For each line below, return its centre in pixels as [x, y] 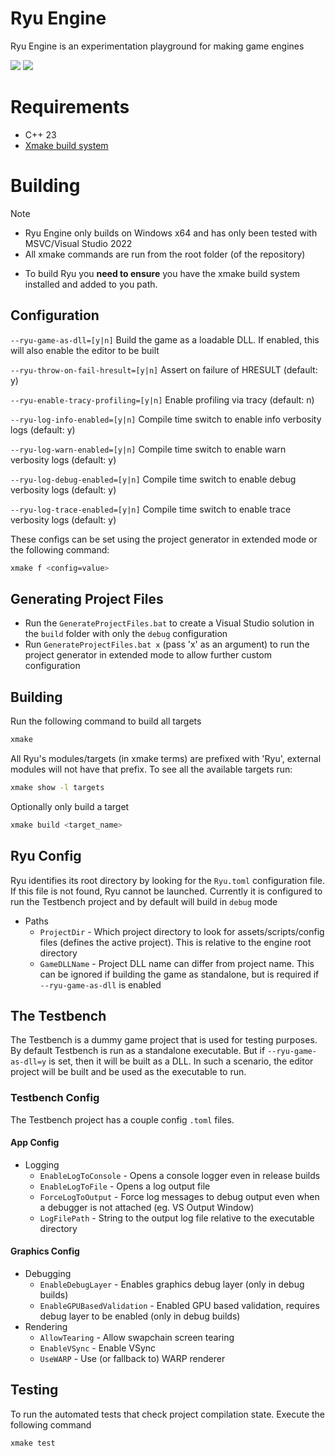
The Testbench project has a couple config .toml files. [122, 1119]
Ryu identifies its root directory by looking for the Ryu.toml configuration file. [167, 880]
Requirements [70, 107]
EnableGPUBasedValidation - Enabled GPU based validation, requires [179, 1306]
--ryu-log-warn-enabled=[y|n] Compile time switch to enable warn [148, 449]
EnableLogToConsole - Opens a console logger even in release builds [180, 1175]
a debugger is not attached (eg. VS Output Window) [147, 1207]
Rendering [46, 1327]
